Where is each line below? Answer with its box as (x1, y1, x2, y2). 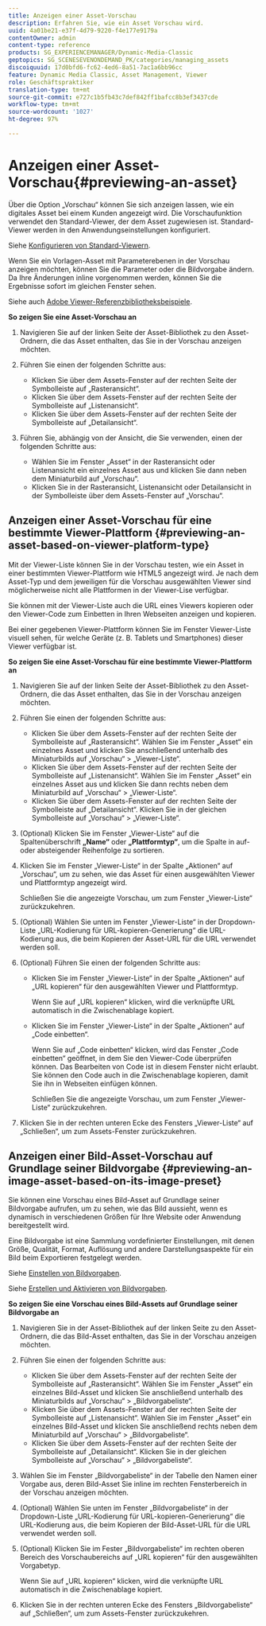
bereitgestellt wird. (8, 1221, 70, 1230)
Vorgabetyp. (19, 1561, 61, 1570)
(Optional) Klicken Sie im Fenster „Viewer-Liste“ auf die (19, 829, 200, 838)
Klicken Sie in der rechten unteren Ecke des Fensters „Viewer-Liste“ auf (19, 1117, 254, 1127)
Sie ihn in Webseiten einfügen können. (31, 1078, 158, 1088)
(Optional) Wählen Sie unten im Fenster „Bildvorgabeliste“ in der (19, 1503, 229, 1513)
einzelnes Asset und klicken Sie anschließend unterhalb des (31, 745, 229, 755)
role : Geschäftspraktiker (8, 78, 94, 86)
